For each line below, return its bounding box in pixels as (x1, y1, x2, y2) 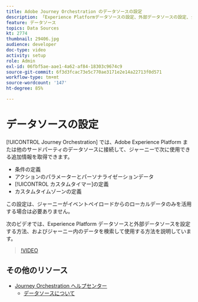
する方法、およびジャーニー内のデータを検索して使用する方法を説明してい (6, 228, 187, 235)
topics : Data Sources (6, 25, 60, 31)
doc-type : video (6, 47, 46, 53)
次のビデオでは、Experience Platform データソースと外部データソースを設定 (6, 220, 191, 227)
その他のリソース (6, 265, 68, 275)
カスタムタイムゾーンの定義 (14, 188, 82, 195)
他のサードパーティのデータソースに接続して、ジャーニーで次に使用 (16, 146, 180, 153)
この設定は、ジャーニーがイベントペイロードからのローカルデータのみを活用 (6, 200, 192, 207)
